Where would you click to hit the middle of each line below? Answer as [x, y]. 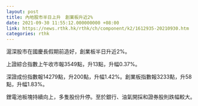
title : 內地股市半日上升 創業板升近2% [49, 17]
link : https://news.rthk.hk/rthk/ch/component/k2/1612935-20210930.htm [97, 28]
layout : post [22, 12]
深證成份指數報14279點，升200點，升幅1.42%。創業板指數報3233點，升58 [99, 77]
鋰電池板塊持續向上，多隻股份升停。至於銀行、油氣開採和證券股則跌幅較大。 [101, 97]
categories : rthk [28, 34]
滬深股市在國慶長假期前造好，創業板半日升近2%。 [68, 52]
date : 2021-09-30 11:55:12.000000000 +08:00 [63, 23]
